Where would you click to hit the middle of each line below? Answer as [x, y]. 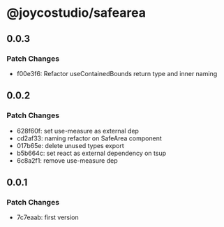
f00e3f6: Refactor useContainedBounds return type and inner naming [117, 73]
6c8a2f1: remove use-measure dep [67, 160]
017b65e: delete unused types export [70, 145]
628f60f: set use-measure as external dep [77, 131]
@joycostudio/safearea [76, 13]
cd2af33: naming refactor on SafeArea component [89, 138]
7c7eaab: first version [48, 217]
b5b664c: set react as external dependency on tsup [91, 153]
